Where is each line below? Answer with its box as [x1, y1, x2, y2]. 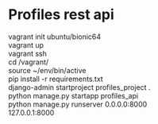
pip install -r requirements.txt [8, 74, 103, 83]
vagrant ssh [8, 48, 48, 58]
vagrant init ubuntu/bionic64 [8, 32, 102, 41]
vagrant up [8, 40, 44, 49]
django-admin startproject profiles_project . [8, 82, 151, 92]
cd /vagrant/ [8, 57, 49, 67]
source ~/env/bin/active [8, 65, 87, 75]
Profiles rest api [8, 6, 115, 24]
